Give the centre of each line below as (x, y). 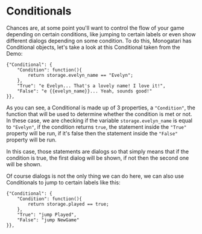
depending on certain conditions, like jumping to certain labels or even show (101, 34)
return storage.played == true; (69, 204)
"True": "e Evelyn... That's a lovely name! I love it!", (91, 86)
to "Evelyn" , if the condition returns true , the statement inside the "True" (96, 127)
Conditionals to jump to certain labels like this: (63, 182)
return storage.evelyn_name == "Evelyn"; (81, 75)
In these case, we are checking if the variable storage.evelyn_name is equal (99, 120)
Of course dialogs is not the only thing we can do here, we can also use (95, 176)
